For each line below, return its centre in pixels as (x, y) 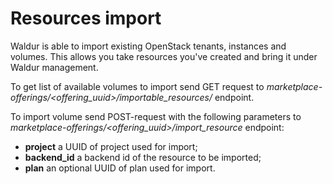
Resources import (86, 18)
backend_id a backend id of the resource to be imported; (143, 157)
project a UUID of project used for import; (111, 146)
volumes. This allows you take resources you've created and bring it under (164, 56)
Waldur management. (54, 67)
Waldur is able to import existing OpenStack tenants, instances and (148, 46)
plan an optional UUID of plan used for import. (120, 168)
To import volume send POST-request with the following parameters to (156, 116)
